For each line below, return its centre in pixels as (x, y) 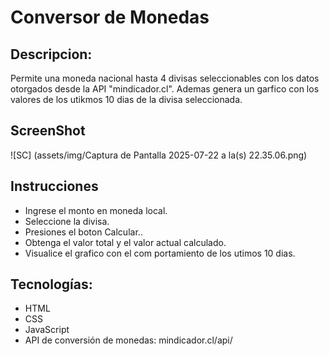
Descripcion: (51, 54)
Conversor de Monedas (110, 17)
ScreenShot (48, 131)
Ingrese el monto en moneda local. (96, 210)
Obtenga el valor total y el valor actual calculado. (125, 242)
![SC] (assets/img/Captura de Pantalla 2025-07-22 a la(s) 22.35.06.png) (159, 155)
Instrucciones (54, 186)
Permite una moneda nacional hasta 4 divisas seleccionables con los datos (165, 78)
